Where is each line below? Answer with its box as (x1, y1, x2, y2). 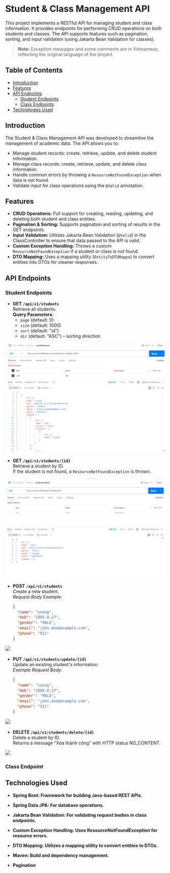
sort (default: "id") (20, 328, 59, 334)
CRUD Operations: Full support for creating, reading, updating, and (12, 210, 153, 216)
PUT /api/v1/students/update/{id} (12, 656, 87, 662)
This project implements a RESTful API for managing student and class (5, 20, 153, 26)
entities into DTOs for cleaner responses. (12, 259, 98, 265)
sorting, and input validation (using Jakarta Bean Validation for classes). (5, 36, 155, 42)
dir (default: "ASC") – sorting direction (20, 333, 101, 339)
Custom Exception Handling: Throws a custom (12, 243, 112, 249)
